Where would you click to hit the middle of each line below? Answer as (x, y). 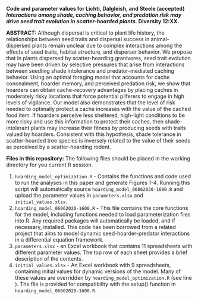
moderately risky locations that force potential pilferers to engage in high (95, 96)
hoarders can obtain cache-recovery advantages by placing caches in (92, 90)
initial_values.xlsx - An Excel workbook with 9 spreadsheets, (93, 265)
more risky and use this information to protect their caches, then (85, 121)
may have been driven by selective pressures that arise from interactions (95, 64)
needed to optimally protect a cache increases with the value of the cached (99, 109)
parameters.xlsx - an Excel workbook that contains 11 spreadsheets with (103, 246)
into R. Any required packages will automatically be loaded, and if (95, 221)
